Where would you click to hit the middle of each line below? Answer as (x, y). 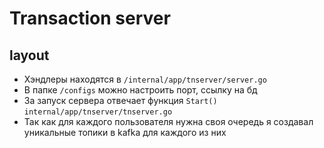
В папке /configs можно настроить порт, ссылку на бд (140, 90)
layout (29, 55)
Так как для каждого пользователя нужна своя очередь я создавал (168, 121)
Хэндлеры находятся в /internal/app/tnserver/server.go (145, 79)
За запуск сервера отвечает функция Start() (120, 100)
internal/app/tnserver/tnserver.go (98, 112)
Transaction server (90, 18)
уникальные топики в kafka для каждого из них (125, 132)
